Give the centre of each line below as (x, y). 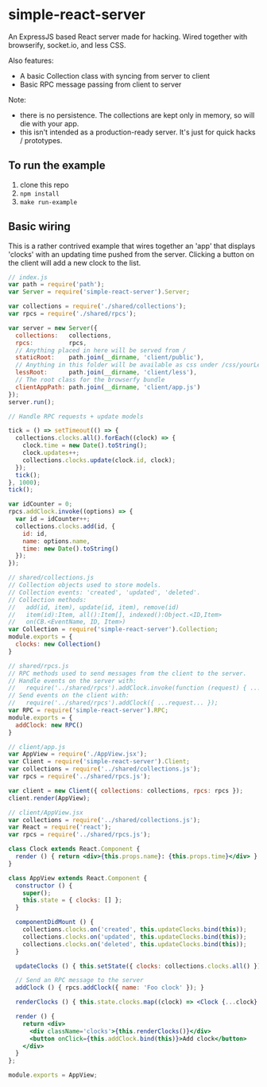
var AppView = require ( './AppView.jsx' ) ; (78, 754)
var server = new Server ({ (53, 328)
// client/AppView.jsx (46, 813)
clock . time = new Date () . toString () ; (85, 446)
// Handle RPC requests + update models (76, 416)
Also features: (31, 60)
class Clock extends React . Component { (74, 849)
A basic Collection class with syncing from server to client (115, 76)
